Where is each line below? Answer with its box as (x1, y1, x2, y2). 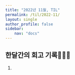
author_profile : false (5, 21, 53, 27)
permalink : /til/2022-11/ (5, 12, 60, 17)
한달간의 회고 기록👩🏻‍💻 (5, 51, 71, 60)
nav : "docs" (14, 31, 40, 36)
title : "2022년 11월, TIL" (5, 7, 60, 13)
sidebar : (5, 26, 24, 31)
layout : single (5, 17, 37, 22)
